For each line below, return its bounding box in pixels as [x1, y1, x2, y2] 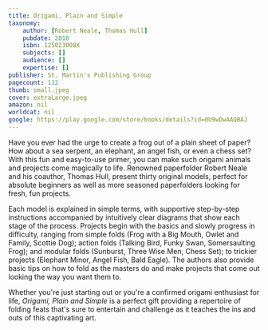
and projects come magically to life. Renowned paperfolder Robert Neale [8, 163, 248, 173]
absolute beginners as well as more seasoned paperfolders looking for [8, 180, 241, 189]
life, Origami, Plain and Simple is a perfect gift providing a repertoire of [8, 296, 241, 305]
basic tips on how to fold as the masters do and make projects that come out [8, 263, 260, 272]
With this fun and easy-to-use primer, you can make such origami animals [8, 154, 251, 164]
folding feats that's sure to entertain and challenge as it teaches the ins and [8, 304, 256, 314]
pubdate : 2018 [22, 34, 69, 42]
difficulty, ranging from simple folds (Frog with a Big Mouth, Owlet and [8, 229, 239, 239]
